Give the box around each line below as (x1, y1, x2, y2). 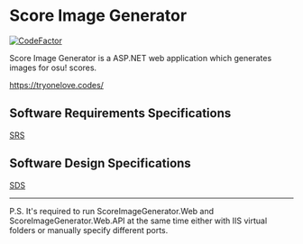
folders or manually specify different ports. (9, 224, 169, 235)
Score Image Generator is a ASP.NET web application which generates (9, 52, 272, 63)
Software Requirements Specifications (9, 105, 232, 122)
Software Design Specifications (9, 156, 191, 171)
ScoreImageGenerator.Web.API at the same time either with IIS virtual (9, 215, 268, 226)
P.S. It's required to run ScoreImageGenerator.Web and (9, 205, 215, 216)
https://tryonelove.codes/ (9, 79, 104, 90)
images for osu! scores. (9, 62, 97, 73)
